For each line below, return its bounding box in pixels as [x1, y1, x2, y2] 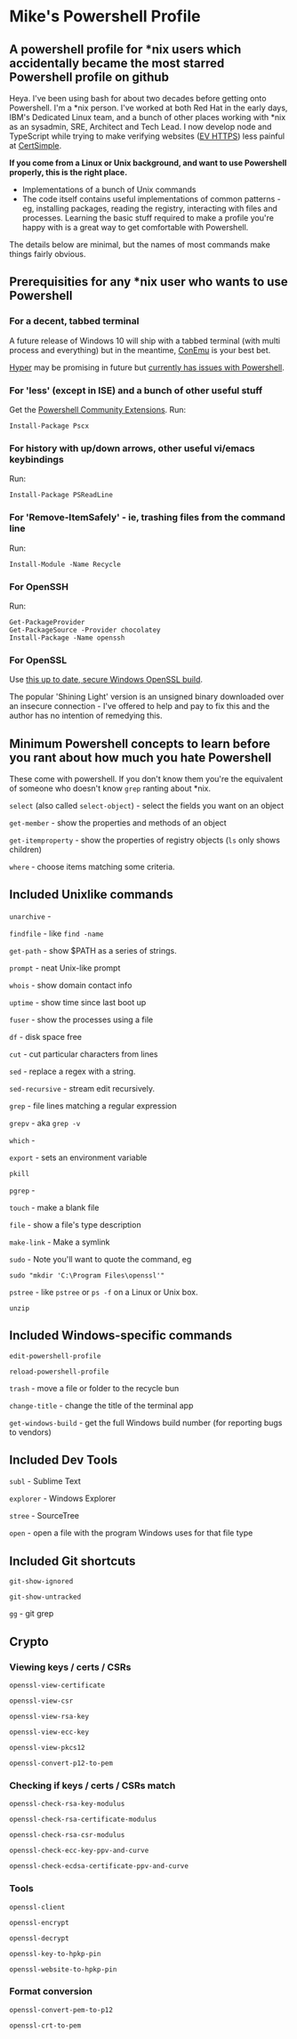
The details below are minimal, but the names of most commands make [9, 239, 271, 250]
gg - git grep [9, 1608, 54, 1619]
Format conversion [9, 1986, 93, 1998]
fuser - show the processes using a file [9, 1014, 154, 1025]
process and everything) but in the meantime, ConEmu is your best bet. [9, 344, 271, 355]
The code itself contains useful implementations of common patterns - [21, 194, 282, 204]
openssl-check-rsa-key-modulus [9, 1800, 125, 1809]
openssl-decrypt [9, 1933, 69, 1943]
